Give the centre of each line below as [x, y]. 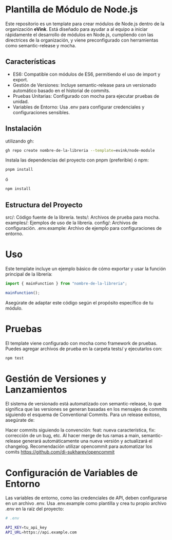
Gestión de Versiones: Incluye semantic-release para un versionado [84, 85]
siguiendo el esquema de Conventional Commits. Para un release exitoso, [83, 415]
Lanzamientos [36, 390]
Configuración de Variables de [72, 473]
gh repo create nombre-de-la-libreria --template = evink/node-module [80, 150]
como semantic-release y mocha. [41, 45]
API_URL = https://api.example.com [41, 533]
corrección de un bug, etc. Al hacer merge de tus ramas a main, [73, 436]
